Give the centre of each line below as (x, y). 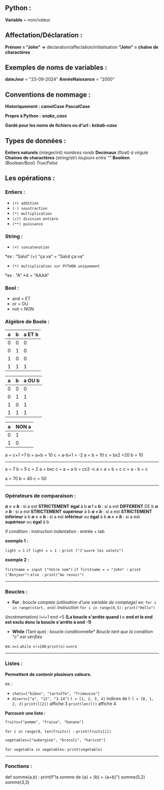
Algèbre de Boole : (27, 322)
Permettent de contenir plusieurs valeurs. (48, 674)
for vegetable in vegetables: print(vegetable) (54, 749)
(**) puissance (28, 224)
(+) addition (25, 203)
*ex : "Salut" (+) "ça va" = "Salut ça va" (45, 257)
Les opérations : (30, 178)
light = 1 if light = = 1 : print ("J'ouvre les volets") (64, 550)
